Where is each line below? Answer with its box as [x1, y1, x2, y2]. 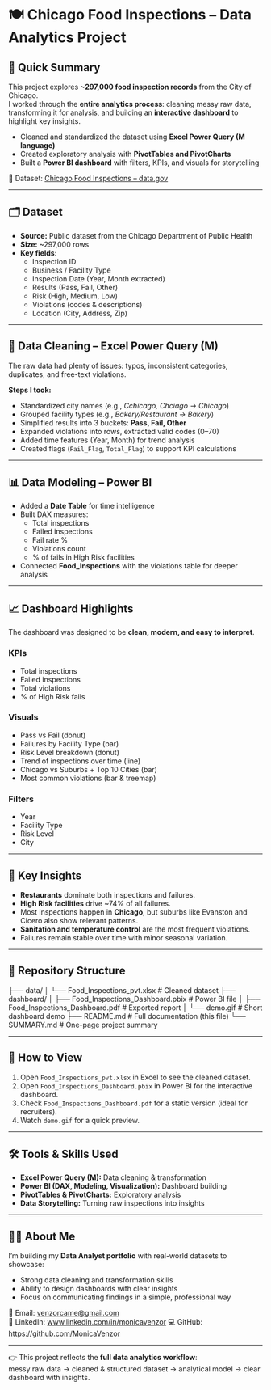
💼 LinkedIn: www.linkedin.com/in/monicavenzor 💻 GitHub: [8, 1317, 203, 1327]
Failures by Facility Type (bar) [19, 738, 119, 748]
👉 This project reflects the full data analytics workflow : [8, 1353, 198, 1363]
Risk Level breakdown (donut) [19, 747, 119, 757]
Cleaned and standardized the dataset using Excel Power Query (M [19, 132, 246, 142]
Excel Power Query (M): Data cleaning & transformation [19, 1172, 207, 1182]
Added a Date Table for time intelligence [19, 501, 155, 511]
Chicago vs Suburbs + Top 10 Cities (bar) [19, 764, 157, 774]
